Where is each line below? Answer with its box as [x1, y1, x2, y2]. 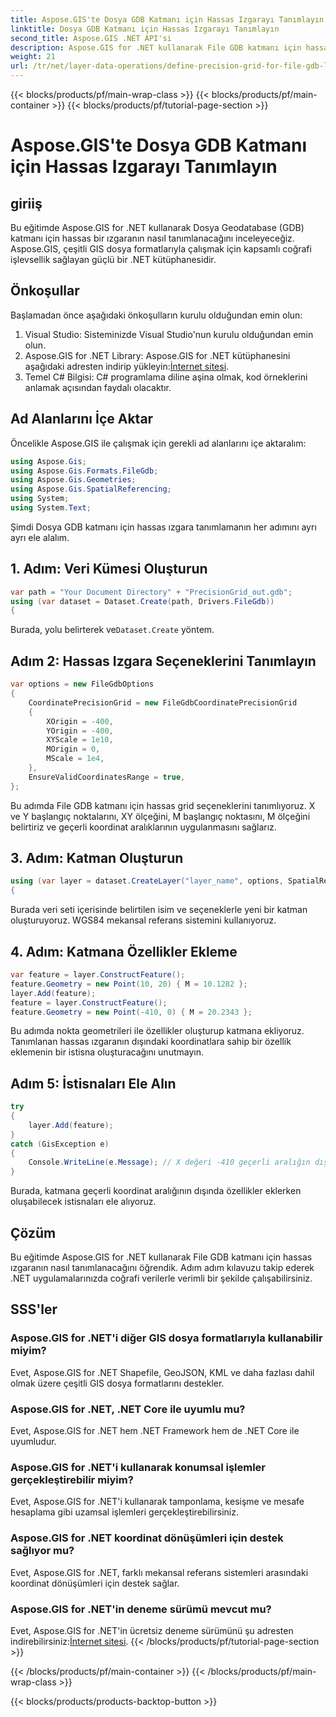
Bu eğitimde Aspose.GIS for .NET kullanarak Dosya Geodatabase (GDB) [10, 222, 305, 233]
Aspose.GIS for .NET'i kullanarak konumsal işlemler [10, 1460, 267, 1474]
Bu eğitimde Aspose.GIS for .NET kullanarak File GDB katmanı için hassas [10, 1251, 313, 1263]
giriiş [10, 195, 43, 212]
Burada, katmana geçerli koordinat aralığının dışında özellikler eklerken [10, 1185, 302, 1197]
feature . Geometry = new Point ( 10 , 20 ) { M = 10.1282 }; [10, 979, 248, 989]
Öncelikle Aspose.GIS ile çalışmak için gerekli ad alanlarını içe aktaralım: [10, 437, 307, 449]
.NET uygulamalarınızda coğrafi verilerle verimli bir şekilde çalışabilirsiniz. [10, 1272, 313, 1284]
